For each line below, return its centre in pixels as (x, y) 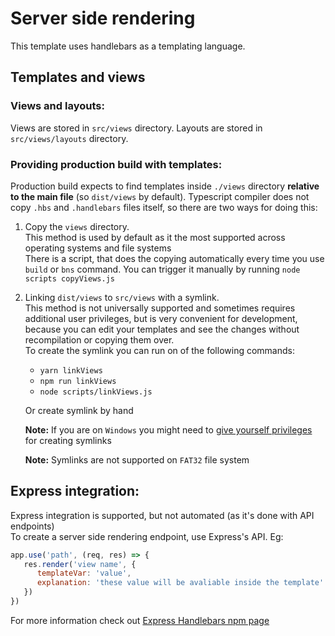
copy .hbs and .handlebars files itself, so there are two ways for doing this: (164, 207)
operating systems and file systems (98, 248)
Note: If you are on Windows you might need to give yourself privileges (168, 429)
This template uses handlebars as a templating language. (128, 46)
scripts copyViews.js (69, 278)
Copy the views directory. (77, 226)
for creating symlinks (68, 440)
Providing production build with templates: (116, 164)
